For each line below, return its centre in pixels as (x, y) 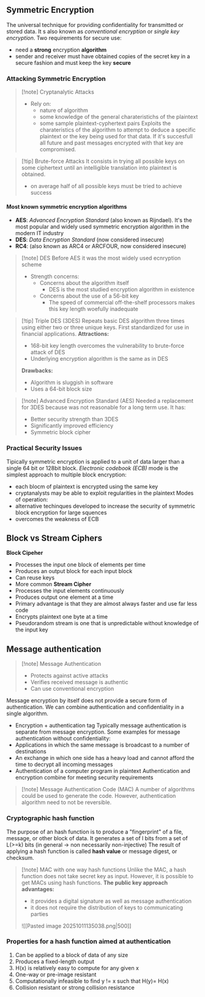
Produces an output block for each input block (74, 571)
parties (39, 914)
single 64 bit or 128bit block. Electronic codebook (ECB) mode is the (92, 468)
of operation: (32, 499)
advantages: (38, 889)
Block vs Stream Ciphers (54, 538)
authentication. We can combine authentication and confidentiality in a (95, 707)
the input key (32, 630)
